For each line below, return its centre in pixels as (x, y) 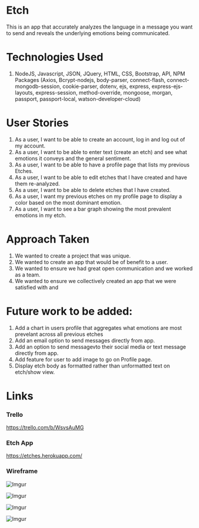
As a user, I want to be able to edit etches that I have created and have (101, 177)
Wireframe (22, 472)
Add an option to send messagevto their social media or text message (100, 347)
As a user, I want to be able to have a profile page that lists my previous (102, 165)
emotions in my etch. (40, 215)
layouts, (24, 92)
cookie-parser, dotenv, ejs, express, (106, 86)
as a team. (27, 275)
